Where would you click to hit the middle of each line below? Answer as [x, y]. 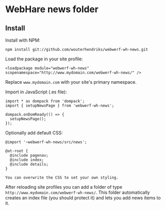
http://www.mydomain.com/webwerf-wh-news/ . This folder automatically [78, 192]
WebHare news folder [52, 9]
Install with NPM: [23, 40]
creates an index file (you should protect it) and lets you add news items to [83, 198]
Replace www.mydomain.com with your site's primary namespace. [71, 82]
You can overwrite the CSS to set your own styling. [62, 178]
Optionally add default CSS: [34, 133]
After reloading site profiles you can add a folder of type [64, 187]
